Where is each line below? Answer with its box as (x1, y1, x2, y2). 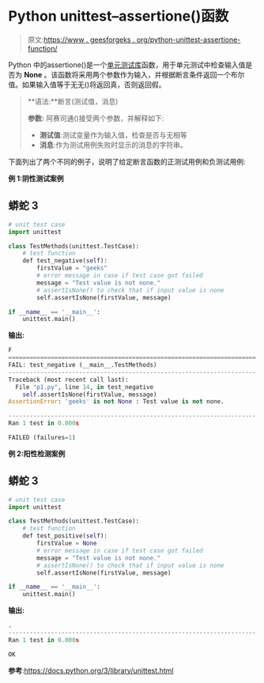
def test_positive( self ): (22, 532, 108, 540)
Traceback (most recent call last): (8, 375, 129, 383)
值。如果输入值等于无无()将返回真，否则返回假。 (8, 80, 166, 89)
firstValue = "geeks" (36, 264, 108, 273)
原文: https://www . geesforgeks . (27, 35, 135, 44)
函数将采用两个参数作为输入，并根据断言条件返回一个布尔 (58, 70, 245, 79)
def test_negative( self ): (22, 257, 108, 265)
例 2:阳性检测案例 (8, 448, 66, 458)
